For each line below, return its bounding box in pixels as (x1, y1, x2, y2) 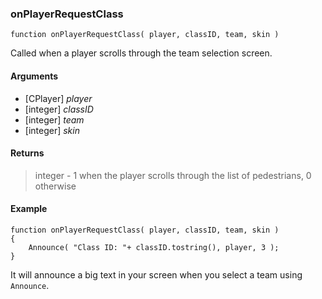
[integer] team (24, 113, 85, 126)
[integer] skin (24, 124, 80, 136)
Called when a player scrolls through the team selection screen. (10, 47, 273, 59)
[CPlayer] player (24, 92, 93, 104)
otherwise (34, 180, 77, 192)
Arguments (10, 70, 59, 82)
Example (10, 203, 48, 215)
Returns (10, 147, 45, 159)
